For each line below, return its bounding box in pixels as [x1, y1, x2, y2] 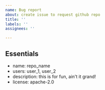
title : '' [5, 17, 26, 22]
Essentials [5, 49, 39, 58]
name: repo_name [12, 63, 50, 69]
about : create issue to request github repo [5, 12, 100, 17]
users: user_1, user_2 [12, 68, 56, 74]
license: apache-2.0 [12, 79, 55, 85]
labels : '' [5, 21, 28, 27]
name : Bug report [5, 7, 42, 13]
